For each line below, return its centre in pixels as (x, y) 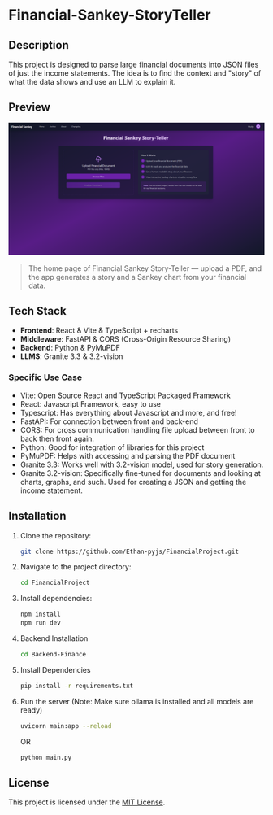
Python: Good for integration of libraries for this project (112, 447)
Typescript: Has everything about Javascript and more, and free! (128, 412)
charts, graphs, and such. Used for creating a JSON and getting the (133, 482)
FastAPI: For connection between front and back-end (109, 421)
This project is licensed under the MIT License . (87, 802)
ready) (31, 710)
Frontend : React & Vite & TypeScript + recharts (99, 330)
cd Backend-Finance (53, 655)
